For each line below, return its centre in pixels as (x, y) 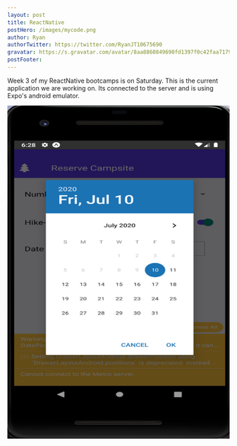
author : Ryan (26, 37)
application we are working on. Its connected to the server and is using (110, 88)
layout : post (26, 15)
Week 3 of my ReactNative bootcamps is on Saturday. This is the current (113, 81)
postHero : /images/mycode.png (52, 30)
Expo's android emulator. (43, 95)
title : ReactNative (36, 22)
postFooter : (25, 60)
